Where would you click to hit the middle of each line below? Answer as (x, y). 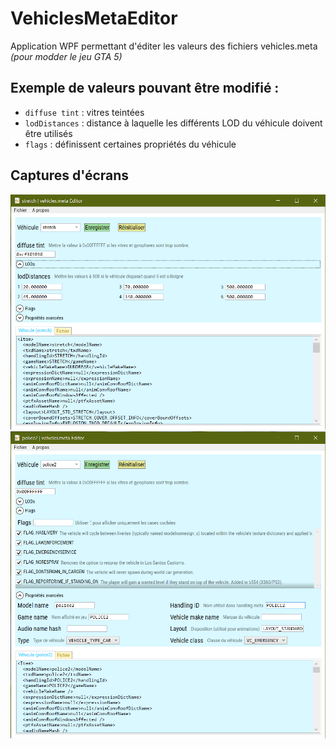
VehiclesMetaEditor (94, 18)
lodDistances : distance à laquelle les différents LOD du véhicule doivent (173, 123)
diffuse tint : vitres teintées (84, 112)
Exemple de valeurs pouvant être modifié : (145, 88)
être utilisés (48, 133)
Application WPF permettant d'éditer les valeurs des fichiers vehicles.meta (164, 46)
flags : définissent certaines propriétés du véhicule (130, 144)
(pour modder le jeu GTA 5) (66, 56)
